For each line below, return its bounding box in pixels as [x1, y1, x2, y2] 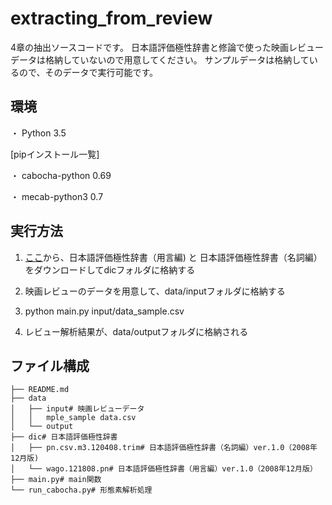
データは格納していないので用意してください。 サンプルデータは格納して [10, 53, 310, 66]
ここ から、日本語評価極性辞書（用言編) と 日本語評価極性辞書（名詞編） [24, 251, 323, 263]
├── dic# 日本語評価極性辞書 [10, 432, 118, 442]
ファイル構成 [10, 357, 90, 374]
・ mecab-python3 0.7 [10, 190, 104, 202]
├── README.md [10, 385, 70, 395]
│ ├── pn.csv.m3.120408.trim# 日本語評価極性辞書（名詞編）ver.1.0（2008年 [10, 443, 318, 453]
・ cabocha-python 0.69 [10, 169, 112, 181]
